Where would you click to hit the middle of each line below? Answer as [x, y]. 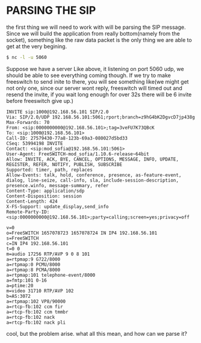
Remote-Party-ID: [28, 212]
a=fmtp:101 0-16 [26, 280]
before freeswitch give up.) [40, 100]
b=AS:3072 [19, 296]
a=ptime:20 [20, 286]
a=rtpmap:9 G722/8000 [33, 259]
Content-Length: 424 [32, 201]
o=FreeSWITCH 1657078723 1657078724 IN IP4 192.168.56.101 [82, 233]
